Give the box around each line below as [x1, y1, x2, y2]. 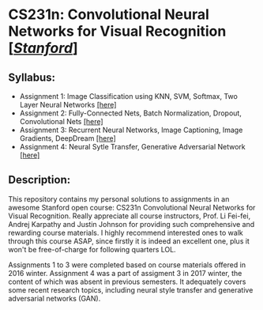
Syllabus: [8, 70, 56, 84]
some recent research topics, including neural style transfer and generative [8, 285, 254, 294]
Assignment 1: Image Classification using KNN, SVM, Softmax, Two [19, 92, 239, 100]
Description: [8, 173, 71, 187]
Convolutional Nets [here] [19, 117, 104, 126]
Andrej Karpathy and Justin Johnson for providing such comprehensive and [8, 219, 255, 229]
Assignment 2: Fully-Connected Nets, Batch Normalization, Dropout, [19, 108, 242, 118]
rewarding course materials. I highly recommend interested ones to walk [8, 228, 243, 237]
